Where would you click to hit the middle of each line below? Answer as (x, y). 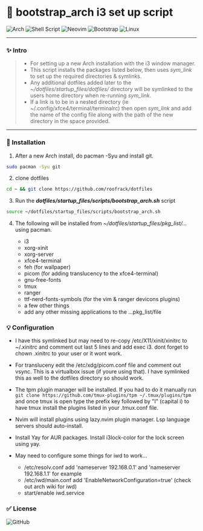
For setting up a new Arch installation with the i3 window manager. (113, 63)
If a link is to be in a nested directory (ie (79, 102)
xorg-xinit (36, 248)
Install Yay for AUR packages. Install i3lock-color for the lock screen (99, 437)
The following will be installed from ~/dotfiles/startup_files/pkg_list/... (101, 223)
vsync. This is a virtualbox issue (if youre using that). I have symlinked (102, 372)
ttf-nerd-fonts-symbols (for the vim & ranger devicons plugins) (102, 299)
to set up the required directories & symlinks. (86, 76)
